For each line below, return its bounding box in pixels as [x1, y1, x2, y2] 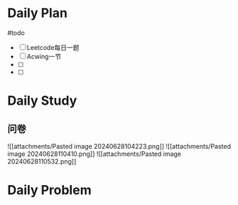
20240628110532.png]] [7, 157, 77, 165]
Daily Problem [7, 182, 92, 199]
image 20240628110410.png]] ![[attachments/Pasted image [7, 149, 182, 158]
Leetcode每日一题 [26, 43, 80, 51]
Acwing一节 [26, 52, 62, 61]
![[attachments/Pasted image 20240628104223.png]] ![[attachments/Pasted [7, 142, 232, 150]
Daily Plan [7, 5, 67, 21]
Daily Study [7, 93, 77, 109]
